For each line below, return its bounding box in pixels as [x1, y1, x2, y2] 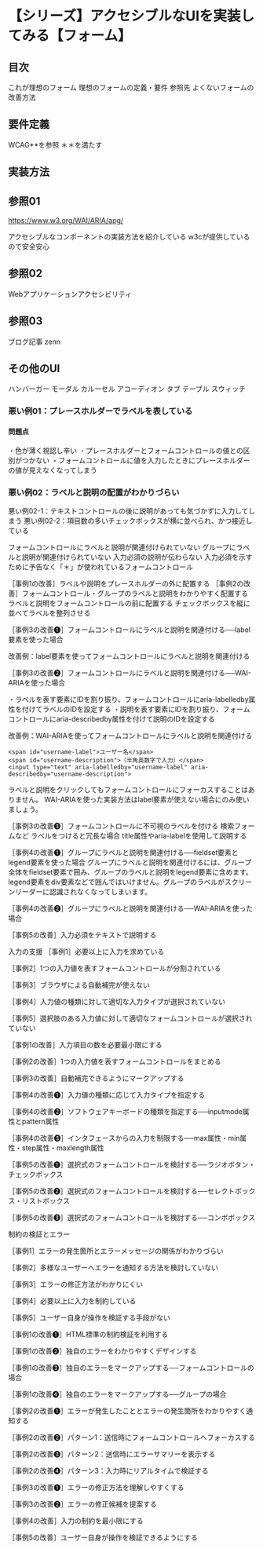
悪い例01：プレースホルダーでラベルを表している [8, 406, 193, 417]
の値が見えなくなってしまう [8, 465, 98, 475]
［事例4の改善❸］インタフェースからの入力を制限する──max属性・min [8, 1133, 240, 1142]
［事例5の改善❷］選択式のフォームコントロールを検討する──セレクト [8, 1186, 236, 1196]
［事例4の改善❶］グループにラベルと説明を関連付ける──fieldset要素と [8, 847, 239, 857]
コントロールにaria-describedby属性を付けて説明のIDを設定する [8, 714, 216, 723]
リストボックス [21, 1196, 71, 1205]
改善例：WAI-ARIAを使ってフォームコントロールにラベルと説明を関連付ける [8, 731, 253, 740]
